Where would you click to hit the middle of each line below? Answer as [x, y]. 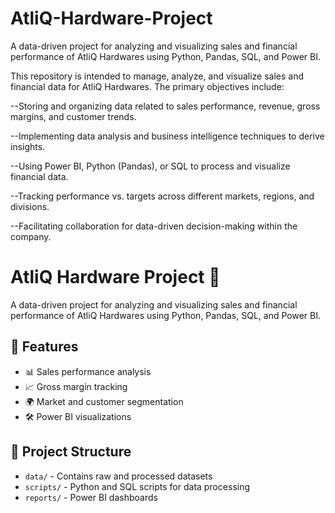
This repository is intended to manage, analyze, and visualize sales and [157, 76]
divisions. [30, 206]
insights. [28, 146]
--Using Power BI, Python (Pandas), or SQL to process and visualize [150, 166]
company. [31, 236]
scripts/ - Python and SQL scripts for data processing [137, 486]
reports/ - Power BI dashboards [91, 497]
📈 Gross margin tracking [76, 386]
